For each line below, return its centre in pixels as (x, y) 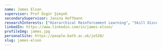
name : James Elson (23, 9)
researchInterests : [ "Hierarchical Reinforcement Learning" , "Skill (75, 23)
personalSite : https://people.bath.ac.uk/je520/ (54, 36)
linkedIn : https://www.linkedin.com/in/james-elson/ (59, 27)
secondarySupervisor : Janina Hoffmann (44, 18)
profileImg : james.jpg (27, 31)
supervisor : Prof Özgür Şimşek (36, 14)
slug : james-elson (23, 40)
